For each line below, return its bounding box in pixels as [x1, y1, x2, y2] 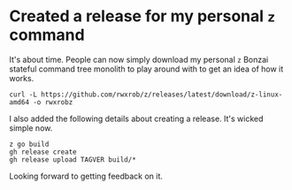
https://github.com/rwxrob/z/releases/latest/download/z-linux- [41, 90, 283, 99]
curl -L [9, 90, 38, 99]
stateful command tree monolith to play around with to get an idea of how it [9, 64, 284, 74]
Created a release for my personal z [9, 6, 276, 27]
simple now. [9, 122, 53, 133]
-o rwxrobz [32, 97, 73, 107]
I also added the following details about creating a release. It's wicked [9, 113, 264, 124]
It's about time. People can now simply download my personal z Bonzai [9, 54, 269, 65]
